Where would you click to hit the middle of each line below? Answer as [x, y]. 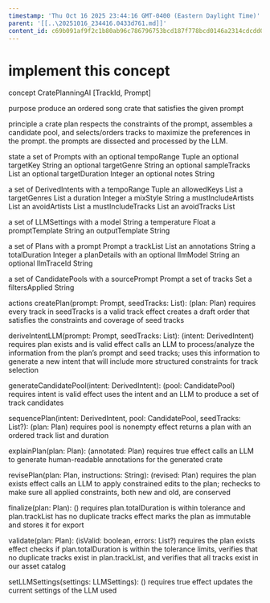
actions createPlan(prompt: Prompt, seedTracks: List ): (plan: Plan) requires [132, 304]
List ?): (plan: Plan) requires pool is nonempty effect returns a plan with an [130, 427]
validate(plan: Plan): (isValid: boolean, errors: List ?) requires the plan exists [132, 541]
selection [23, 370]
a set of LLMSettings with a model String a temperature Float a [112, 222]
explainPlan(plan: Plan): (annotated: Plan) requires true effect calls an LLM [131, 451]
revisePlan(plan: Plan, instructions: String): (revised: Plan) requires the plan [133, 475]
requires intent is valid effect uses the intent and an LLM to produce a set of [134, 394]
